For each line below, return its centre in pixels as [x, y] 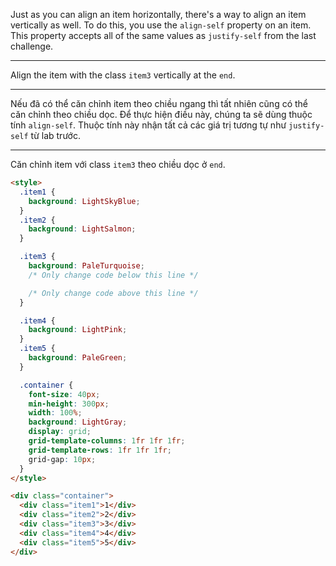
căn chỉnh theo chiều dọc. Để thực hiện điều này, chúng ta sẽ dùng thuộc [161, 114]
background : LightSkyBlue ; [84, 201]
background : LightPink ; [78, 330]
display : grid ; [60, 432]
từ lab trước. [55, 135]
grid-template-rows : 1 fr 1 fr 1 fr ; [100, 450]
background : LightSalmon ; [82, 229]
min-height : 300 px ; [69, 404]
